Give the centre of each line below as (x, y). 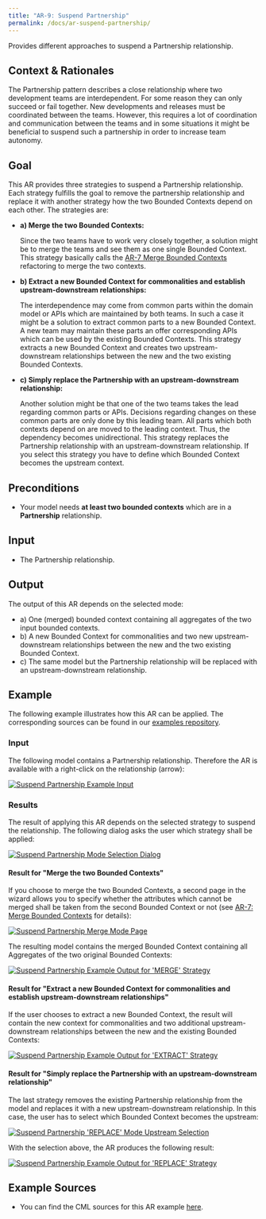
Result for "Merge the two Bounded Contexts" (86, 872)
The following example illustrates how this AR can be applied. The (116, 714)
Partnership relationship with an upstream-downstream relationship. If (134, 446)
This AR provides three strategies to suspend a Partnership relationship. (126, 184)
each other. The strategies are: (58, 210)
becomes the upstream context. (72, 463)
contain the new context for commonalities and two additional (109, 1023)
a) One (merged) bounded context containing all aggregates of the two (135, 619)
